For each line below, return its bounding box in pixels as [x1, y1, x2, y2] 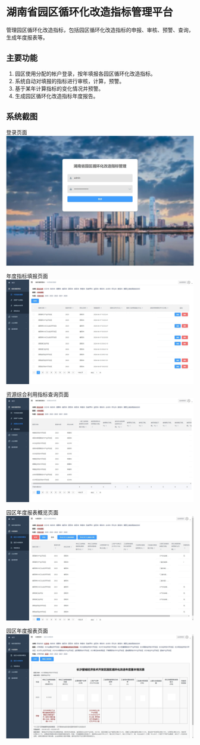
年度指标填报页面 [6, 272, 48, 280]
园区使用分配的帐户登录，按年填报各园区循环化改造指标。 [14, 70, 156, 77]
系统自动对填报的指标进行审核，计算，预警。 [14, 77, 125, 84]
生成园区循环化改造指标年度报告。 [14, 92, 99, 99]
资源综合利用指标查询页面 [6, 391, 69, 398]
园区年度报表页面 [6, 627, 48, 634]
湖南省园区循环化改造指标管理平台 [6, 5, 174, 19]
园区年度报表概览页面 [6, 509, 58, 516]
